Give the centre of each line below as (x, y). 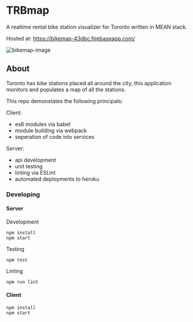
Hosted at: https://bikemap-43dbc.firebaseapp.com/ (71, 38)
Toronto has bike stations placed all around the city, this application (89, 83)
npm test (17, 260)
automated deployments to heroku (57, 179)
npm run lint (22, 282)
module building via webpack (51, 130)
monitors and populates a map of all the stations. (66, 89)
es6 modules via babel (43, 124)
